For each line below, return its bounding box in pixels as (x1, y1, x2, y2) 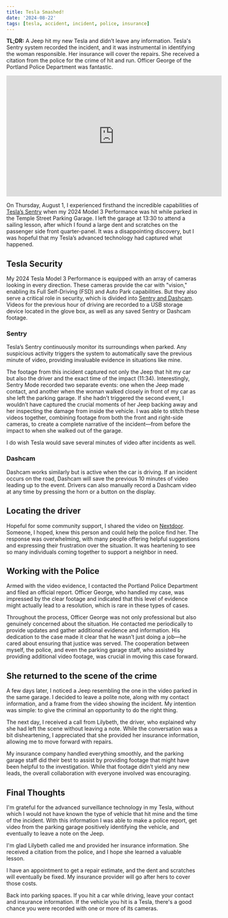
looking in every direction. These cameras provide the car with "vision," (6, 281, 187, 289)
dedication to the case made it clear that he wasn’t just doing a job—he (6, 634, 186, 641)
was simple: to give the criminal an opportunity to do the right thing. (6, 707, 178, 714)
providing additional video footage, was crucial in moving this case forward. (6, 653, 199, 661)
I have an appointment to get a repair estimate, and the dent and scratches (6, 867, 195, 874)
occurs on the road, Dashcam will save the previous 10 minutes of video (6, 474, 189, 482)
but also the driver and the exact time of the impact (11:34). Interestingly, (6, 375, 190, 382)
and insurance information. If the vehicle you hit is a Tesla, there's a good (6, 898, 192, 906)
